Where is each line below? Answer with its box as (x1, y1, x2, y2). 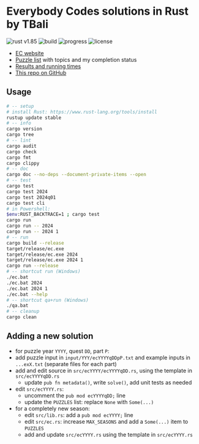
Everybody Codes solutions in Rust (6, 4, 189, 18)
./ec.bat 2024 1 (6, 285, 48, 292)
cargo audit (6, 143, 37, 149)
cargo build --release (6, 240, 64, 246)
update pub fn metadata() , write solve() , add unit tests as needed (24, 378, 192, 386)
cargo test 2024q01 (6, 194, 56, 201)
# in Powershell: (6, 205, 51, 212)
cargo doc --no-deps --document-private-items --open (6, 172, 147, 178)
